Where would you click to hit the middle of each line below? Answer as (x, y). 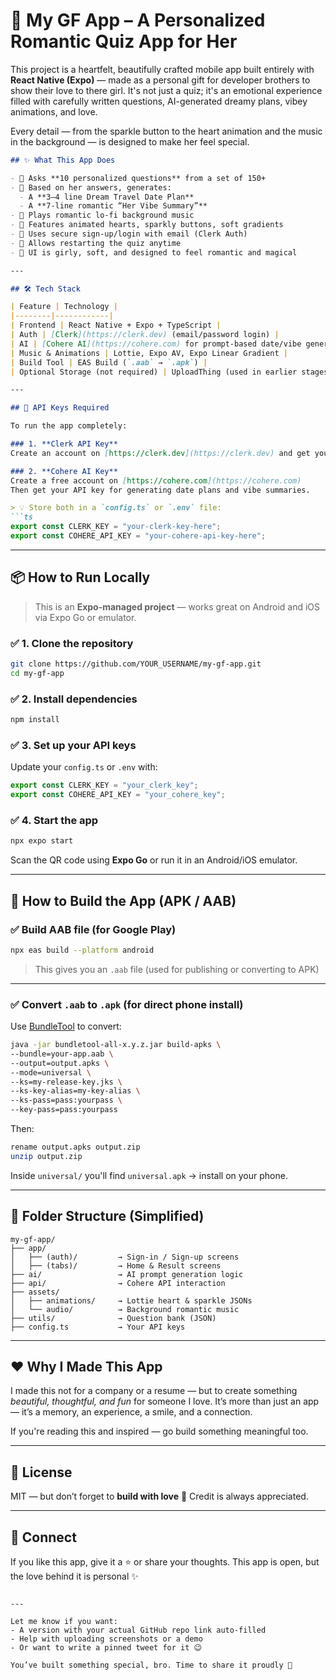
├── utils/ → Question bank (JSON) (113, 1318)
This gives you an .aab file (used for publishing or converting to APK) (177, 969)
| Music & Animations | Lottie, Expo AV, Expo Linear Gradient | (149, 353)
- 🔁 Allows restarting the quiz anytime (96, 243)
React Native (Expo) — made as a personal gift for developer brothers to (160, 80)
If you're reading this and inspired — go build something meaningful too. (159, 1431)
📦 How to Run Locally (80, 577)
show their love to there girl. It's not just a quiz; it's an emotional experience (166, 90)
